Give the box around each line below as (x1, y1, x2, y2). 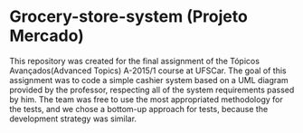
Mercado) (9, 25, 84, 46)
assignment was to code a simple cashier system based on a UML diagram (9, 74, 289, 85)
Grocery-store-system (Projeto (9, 6, 249, 27)
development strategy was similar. (9, 113, 137, 124)
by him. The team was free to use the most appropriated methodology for (9, 93, 283, 105)
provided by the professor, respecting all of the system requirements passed (9, 84, 295, 95)
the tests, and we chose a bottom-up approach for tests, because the (9, 103, 269, 114)
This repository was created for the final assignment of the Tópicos (9, 55, 260, 66)
